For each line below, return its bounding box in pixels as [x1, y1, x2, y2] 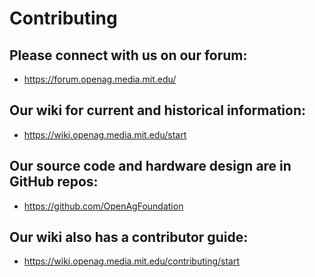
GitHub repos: [9, 173, 99, 191]
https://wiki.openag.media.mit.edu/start [23, 128, 187, 141]
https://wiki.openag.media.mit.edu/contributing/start [23, 255, 241, 267]
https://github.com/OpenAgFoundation [23, 200, 184, 212]
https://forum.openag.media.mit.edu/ [23, 73, 177, 85]
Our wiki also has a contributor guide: [9, 229, 249, 246]
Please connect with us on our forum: [9, 47, 248, 64]
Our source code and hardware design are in [9, 158, 292, 175]
